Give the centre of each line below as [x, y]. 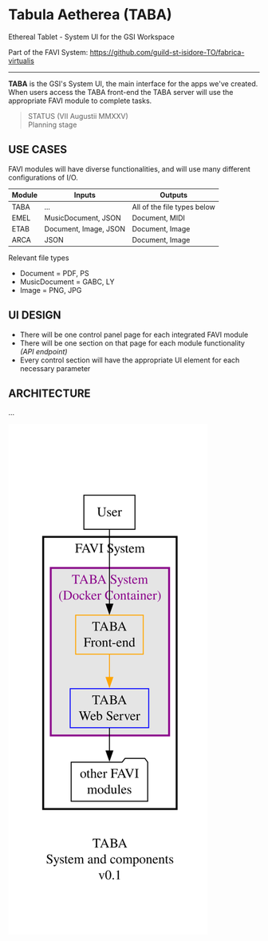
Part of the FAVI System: [48, 52]
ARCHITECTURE [49, 393]
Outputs [174, 195]
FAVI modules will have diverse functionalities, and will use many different [130, 168]
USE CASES [38, 150]
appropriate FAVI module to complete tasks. [80, 101]
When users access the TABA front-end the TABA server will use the [121, 92]
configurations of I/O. [43, 177]
